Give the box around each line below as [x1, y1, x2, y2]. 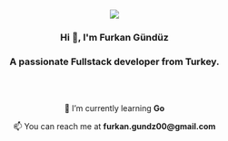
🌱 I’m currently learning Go [64, 103, 165, 114]
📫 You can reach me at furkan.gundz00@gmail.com [13, 121, 216, 132]
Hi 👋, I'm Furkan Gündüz [60, 31, 169, 43]
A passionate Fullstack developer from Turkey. [9, 55, 220, 68]
